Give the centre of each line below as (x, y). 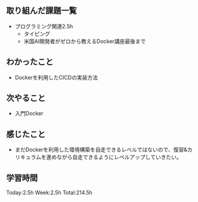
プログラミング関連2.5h (44, 26)
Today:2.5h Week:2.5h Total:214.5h (49, 192)
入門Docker (29, 114)
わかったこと (30, 62)
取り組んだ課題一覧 (41, 11)
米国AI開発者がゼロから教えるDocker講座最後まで (85, 41)
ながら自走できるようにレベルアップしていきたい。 (119, 157)
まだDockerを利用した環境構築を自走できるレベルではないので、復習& (101, 150)
